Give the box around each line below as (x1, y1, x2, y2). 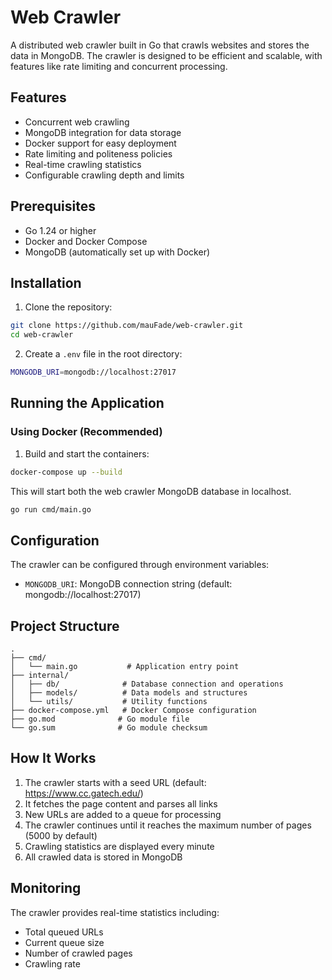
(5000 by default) (24, 829, 98, 841)
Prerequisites (10, 198, 96, 215)
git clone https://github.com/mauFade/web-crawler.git (10, 321, 244, 331)
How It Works (10, 750, 97, 767)
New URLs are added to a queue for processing (24, 808, 222, 820)
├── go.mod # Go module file (10, 714, 190, 725)
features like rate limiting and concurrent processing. (10, 60, 228, 72)
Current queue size (24, 936, 105, 948)
